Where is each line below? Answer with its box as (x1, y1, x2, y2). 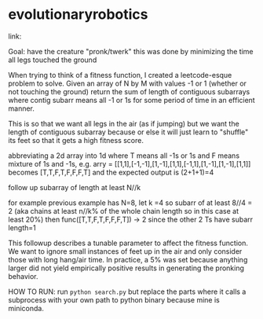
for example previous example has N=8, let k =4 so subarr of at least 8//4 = (8, 198, 253, 207)
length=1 (8, 222, 37, 233)
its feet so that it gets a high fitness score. (8, 135, 144, 145)
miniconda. (8, 303, 45, 313)
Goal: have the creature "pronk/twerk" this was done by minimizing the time (8, 46, 254, 56)
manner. (8, 104, 35, 113)
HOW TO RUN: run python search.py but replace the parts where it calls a (8, 287, 247, 296)
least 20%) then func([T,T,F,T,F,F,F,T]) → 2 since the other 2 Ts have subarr (8, 214, 254, 224)
